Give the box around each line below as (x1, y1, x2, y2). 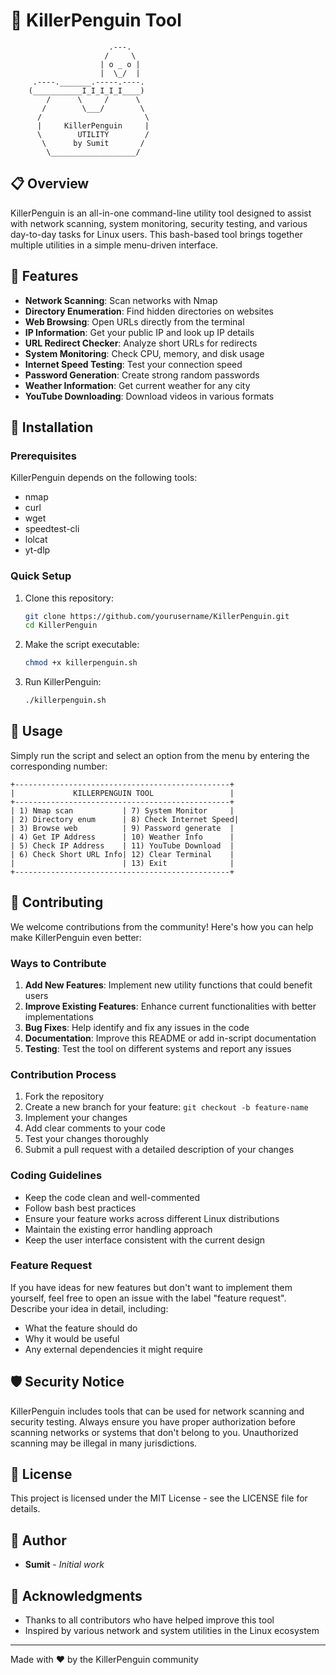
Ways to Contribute (10, 956, 107, 970)
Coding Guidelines (10, 1169, 103, 1183)
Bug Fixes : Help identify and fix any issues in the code (24, 1021, 250, 1033)
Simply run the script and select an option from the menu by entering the (10, 749, 310, 761)
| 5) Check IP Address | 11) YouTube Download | (10, 840, 235, 851)
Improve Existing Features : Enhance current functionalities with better (24, 1000, 317, 1012)
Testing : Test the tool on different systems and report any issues (24, 1042, 292, 1054)
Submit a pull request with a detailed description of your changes (24, 1144, 295, 1156)
